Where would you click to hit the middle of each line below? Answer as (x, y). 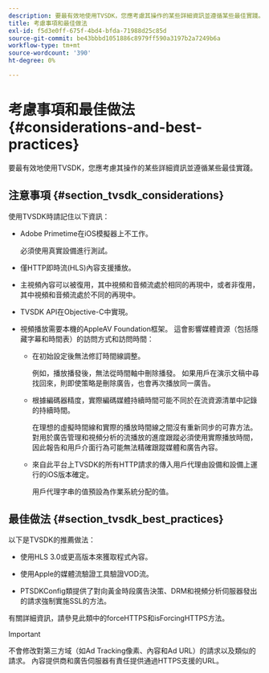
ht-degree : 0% (32, 61)
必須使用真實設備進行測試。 (66, 251)
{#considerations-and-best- (105, 127)
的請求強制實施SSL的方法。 (65, 601)
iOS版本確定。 (70, 474)
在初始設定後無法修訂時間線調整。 (88, 356)
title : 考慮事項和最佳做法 (48, 23)
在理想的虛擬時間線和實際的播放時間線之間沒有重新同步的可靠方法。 (145, 427)
